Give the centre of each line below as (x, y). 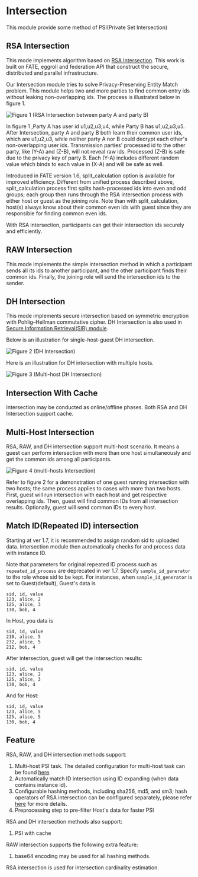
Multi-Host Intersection (50, 432)
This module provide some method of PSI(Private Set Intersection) (87, 27)
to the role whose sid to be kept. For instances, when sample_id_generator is (99, 577)
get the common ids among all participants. (59, 459)
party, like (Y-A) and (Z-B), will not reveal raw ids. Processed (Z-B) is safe (95, 151)
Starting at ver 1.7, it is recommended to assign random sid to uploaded (92, 540)
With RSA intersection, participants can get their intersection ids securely (95, 225)
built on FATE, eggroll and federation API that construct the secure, (87, 66)
